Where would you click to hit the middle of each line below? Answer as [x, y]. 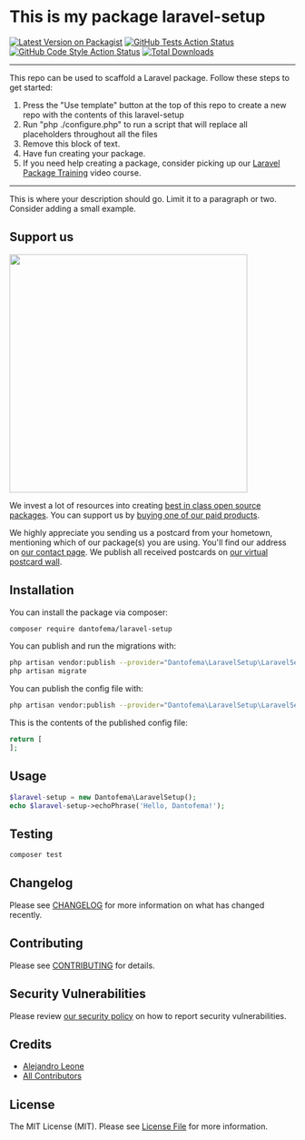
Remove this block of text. [71, 144]
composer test [36, 855]
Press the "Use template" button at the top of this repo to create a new [154, 105]
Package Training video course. [82, 172]
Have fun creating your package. [84, 153]
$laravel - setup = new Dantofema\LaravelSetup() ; [103, 797]
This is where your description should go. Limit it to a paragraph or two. [143, 198]
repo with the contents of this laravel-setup [103, 115]
